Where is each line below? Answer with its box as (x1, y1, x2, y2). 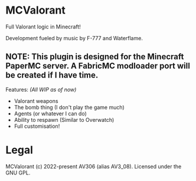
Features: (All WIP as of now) (5, 86, 77, 93)
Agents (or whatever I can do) (14, 110, 87, 117)
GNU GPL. (5, 169, 31, 176)
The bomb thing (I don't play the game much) (14, 104, 125, 111)
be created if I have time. (5, 70, 99, 80)
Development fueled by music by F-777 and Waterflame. (5, 34, 143, 41)
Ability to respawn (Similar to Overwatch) (14, 116, 115, 123)
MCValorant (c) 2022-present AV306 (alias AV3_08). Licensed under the (5, 163, 182, 170)
